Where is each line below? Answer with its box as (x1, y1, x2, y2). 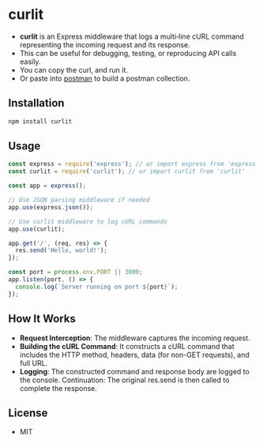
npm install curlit (8, 117, 73, 126)
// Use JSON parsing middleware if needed (8, 196, 150, 205)
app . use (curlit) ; (8, 225, 66, 233)
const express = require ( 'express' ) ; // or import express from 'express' (8, 160, 260, 168)
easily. (19, 57, 41, 66)
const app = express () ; (8, 182, 87, 190)
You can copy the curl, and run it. (19, 65, 129, 74)
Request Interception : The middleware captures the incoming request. (19, 333, 250, 343)
